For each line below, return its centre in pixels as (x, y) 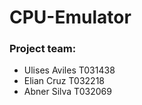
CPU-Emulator (70, 17)
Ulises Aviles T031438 (69, 70)
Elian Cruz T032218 (64, 81)
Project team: (43, 49)
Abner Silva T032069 (67, 92)
